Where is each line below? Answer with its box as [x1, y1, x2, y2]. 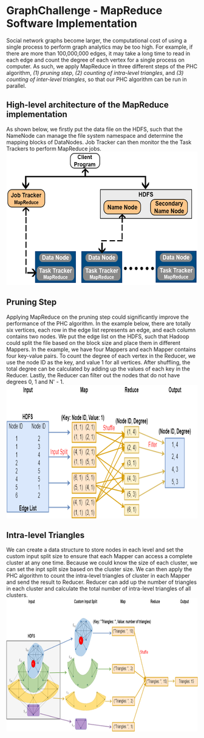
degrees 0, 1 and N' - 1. [6, 378, 64, 385]
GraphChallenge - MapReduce [6, 4, 163, 18]
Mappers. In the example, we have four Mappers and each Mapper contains [6, 346, 196, 353]
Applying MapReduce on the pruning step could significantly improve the [6, 313, 189, 321]
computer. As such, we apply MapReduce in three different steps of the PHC [6, 62, 198, 70]
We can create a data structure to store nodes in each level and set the [6, 546, 184, 553]
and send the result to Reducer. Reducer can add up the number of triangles [6, 578, 197, 586]
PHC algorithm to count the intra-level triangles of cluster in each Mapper [6, 572, 190, 580]
